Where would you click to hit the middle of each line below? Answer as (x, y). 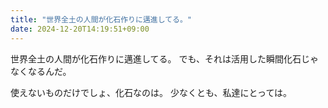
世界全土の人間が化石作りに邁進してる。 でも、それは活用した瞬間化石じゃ (165, 58)
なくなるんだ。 (41, 71)
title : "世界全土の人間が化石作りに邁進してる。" (101, 19)
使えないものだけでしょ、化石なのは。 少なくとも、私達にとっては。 (151, 92)
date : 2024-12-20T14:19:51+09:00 (80, 29)
